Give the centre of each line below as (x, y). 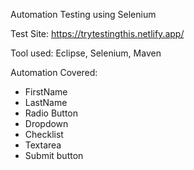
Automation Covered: (54, 72)
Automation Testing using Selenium (83, 14)
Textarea (43, 145)
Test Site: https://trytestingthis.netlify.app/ (97, 33)
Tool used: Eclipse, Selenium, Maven (86, 53)
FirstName (46, 92)
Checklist (44, 134)
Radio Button (51, 113)
